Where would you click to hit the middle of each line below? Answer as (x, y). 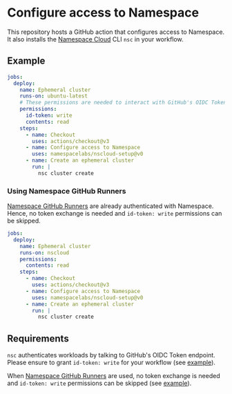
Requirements (38, 338)
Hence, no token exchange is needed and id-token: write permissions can (115, 214)
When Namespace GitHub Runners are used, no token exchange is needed (114, 376)
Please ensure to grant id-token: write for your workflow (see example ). (112, 363)
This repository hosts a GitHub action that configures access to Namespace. (116, 32)
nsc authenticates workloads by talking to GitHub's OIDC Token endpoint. (111, 355)
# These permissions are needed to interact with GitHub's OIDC (114, 103)
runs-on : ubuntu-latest (54, 96)
